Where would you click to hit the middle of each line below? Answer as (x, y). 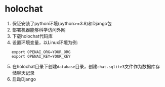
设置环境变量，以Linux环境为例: (45, 42)
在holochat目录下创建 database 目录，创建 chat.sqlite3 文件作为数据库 (84, 66)
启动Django (24, 79)
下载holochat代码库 (32, 36)
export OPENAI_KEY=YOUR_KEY (41, 56)
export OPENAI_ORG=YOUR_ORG (41, 52)
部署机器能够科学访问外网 (39, 30)
